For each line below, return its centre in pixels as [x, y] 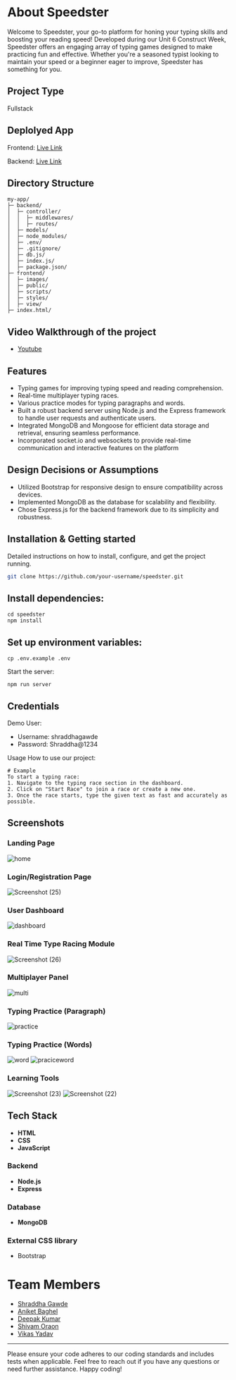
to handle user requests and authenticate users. [87, 418]
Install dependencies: [55, 598]
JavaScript [34, 1148]
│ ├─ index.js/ [31, 261]
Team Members [54, 1285]
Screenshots [36, 823]
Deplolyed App [40, 131]
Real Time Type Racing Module [61, 944]
